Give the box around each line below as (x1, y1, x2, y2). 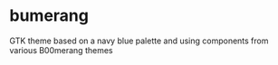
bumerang (9, 5, 89, 26)
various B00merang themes (9, 44, 113, 55)
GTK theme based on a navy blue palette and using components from (9, 35, 269, 46)
